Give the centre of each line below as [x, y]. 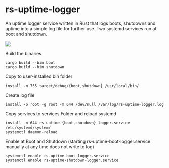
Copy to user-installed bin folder [39, 76]
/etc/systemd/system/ [28, 128]
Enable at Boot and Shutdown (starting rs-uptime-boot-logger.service [78, 141]
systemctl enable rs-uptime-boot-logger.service [57, 156]
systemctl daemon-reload [31, 132]
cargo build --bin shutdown [35, 67]
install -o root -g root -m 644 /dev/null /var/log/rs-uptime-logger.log [85, 104]
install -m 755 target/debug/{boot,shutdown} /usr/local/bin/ [72, 86]
